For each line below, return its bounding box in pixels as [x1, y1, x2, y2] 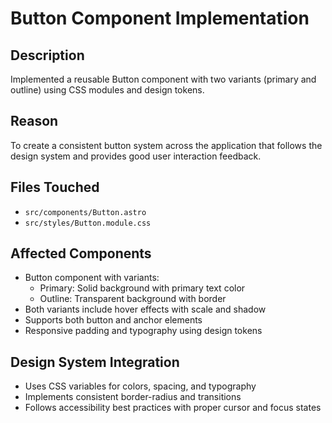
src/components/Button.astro [24, 207, 147, 217]
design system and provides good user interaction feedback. [10, 150, 262, 162]
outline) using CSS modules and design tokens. [10, 84, 205, 96]
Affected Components [10, 245, 152, 262]
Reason [10, 113, 59, 130]
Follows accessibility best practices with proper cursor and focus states [24, 402, 322, 414]
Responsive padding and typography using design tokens [24, 325, 263, 337]
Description [10, 47, 85, 64]
